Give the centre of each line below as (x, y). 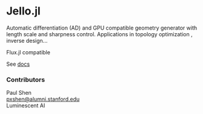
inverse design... (27, 40)
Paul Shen (19, 93)
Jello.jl (23, 11)
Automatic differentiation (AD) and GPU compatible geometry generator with (102, 28)
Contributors (26, 80)
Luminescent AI (26, 106)
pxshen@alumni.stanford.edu (43, 99)
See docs (18, 64)
